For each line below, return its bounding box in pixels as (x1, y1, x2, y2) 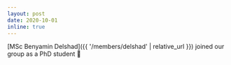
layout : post (7, 10, 45, 17)
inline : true (7, 23, 45, 30)
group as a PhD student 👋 (7, 50, 82, 58)
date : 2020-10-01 (7, 17, 58, 24)
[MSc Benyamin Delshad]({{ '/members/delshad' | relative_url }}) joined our (7, 43, 225, 51)
